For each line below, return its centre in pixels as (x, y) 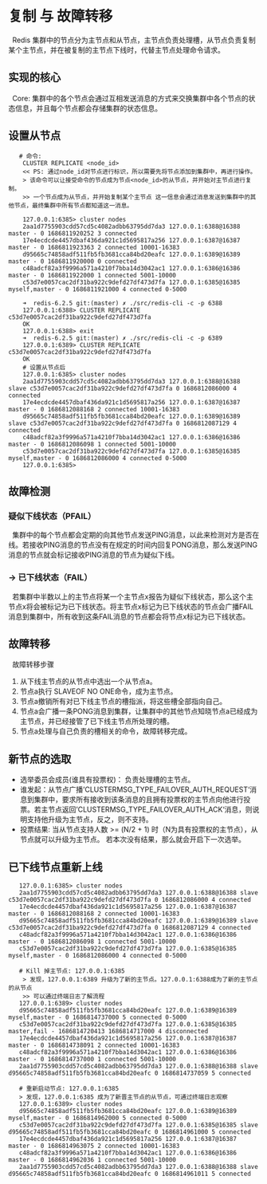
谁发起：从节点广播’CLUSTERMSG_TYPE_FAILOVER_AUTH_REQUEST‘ (135, 789)
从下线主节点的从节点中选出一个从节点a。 (88, 682)
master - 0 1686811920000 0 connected (73, 261)
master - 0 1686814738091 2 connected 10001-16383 (94, 1045)
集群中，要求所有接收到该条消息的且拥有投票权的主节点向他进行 (139, 800)
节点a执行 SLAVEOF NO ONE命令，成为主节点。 (98, 691)
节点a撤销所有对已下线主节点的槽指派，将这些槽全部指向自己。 (123, 702)
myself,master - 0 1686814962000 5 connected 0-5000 (98, 1118)
